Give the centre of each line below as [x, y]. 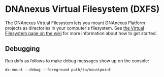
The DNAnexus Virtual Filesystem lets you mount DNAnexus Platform [75, 23]
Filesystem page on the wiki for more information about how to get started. [81, 33]
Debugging [23, 49]
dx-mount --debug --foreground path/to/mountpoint [58, 70]
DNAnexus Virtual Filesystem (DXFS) [82, 9]
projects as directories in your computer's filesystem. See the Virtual [75, 28]
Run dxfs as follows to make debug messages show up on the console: [77, 61]
